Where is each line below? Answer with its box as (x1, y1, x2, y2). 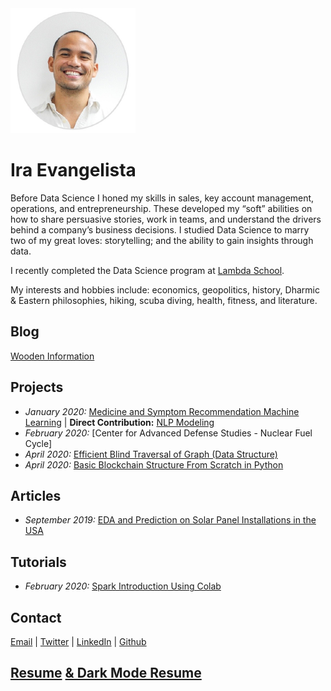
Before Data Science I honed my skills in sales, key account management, (10, 192, 315, 204)
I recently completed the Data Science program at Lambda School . (10, 264, 285, 276)
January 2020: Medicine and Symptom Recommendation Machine (24, 405, 300, 417)
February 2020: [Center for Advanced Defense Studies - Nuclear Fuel (24, 427, 313, 439)
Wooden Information (10, 350, 95, 362)
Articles (10, 487, 62, 504)
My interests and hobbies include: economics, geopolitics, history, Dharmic (10, 283, 320, 296)
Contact (10, 609, 62, 626)
